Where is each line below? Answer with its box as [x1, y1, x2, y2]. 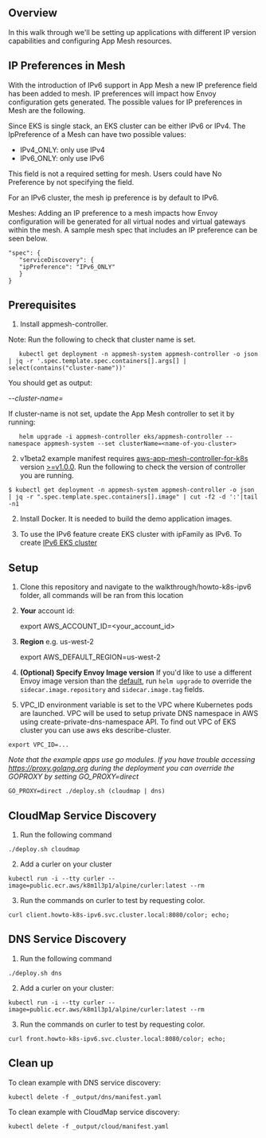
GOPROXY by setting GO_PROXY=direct [8, 772, 139, 781]
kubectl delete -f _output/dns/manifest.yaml [8, 1093, 162, 1101]
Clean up [8, 1057, 54, 1070]
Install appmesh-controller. [19, 319, 109, 329]
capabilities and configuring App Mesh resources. [8, 36, 173, 45]
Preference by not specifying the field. [8, 177, 135, 186]
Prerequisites [8, 299, 76, 312]
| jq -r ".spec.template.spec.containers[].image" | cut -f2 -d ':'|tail [8, 493, 259, 501]
